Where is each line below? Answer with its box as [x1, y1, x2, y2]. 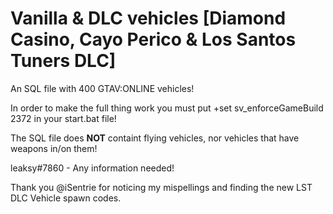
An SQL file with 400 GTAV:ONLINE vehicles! [10, 82, 195, 94]
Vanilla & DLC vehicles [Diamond [10, 7, 287, 30]
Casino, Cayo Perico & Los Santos [10, 28, 297, 51]
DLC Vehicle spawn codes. [10, 192, 122, 204]
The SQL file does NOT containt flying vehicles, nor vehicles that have [10, 132, 300, 144]
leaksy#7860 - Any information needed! [10, 162, 175, 174]
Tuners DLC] [10, 50, 117, 72]
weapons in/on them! [10, 142, 98, 154]
